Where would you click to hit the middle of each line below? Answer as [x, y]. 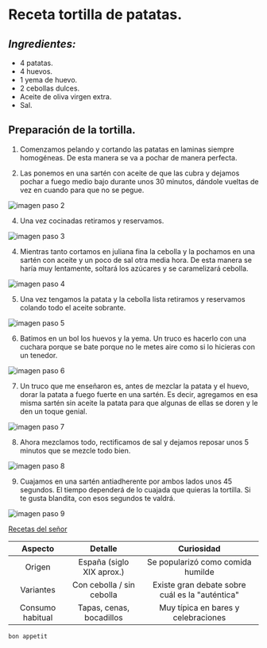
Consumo [38, 607]
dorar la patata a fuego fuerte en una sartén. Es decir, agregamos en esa [139, 394]
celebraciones [199, 617]
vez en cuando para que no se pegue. [82, 190]
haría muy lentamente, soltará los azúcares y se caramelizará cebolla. [134, 268]
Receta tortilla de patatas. [95, 15]
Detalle [104, 548]
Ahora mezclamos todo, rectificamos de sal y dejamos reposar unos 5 [134, 442]
